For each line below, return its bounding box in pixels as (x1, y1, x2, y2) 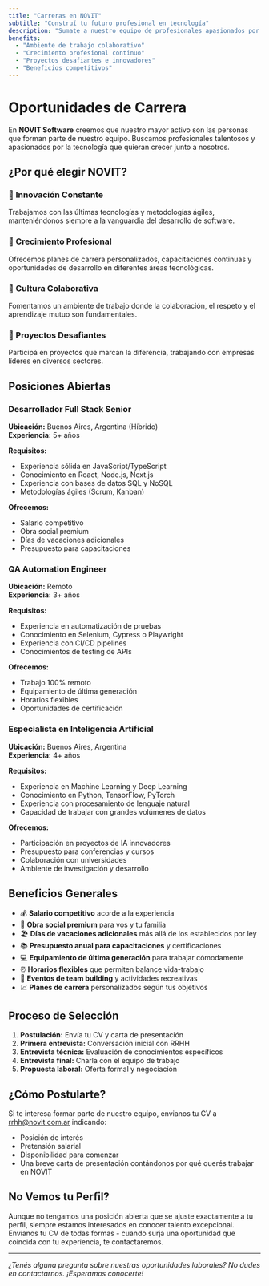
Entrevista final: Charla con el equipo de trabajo (19, 1056, 180, 1066)
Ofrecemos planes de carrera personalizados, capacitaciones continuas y (8, 254, 252, 264)
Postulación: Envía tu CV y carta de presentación (19, 1030, 184, 1040)
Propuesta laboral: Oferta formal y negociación (19, 1064, 178, 1074)
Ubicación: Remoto (8, 582, 73, 592)
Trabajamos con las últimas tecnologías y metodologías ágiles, (8, 208, 215, 217)
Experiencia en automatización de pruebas (19, 621, 162, 631)
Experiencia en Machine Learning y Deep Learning (19, 781, 187, 791)
